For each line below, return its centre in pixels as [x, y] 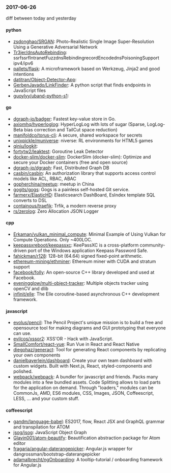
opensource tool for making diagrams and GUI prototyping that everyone [89, 328]
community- [152, 245]
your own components [37, 355]
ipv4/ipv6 [23, 63]
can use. [22, 333]
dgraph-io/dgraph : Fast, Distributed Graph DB [61, 168]
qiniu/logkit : [25, 146]
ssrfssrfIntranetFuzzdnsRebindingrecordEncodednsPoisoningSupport [86, 58]
